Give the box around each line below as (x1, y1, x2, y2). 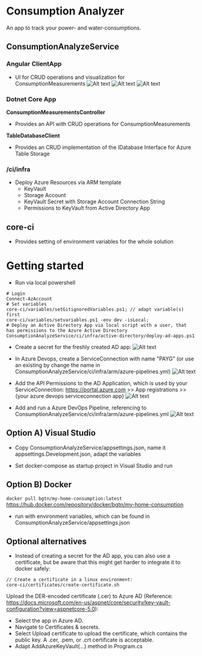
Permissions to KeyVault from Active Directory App (23, 204, 150, 212)
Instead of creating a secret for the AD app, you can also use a (14, 552, 170, 560)
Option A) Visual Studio (6, 428, 96, 438)
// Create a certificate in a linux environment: (6, 577, 133, 583)
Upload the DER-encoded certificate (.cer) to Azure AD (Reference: (6, 593, 173, 600)
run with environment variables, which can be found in (14, 512, 150, 520)
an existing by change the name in (14, 361, 100, 368)
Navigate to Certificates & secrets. (14, 623, 100, 631)
